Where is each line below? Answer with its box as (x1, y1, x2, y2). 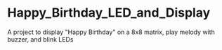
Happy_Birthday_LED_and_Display (7, 5, 211, 21)
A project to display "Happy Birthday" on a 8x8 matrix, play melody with (7, 28, 216, 36)
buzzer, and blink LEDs (7, 35, 74, 43)
